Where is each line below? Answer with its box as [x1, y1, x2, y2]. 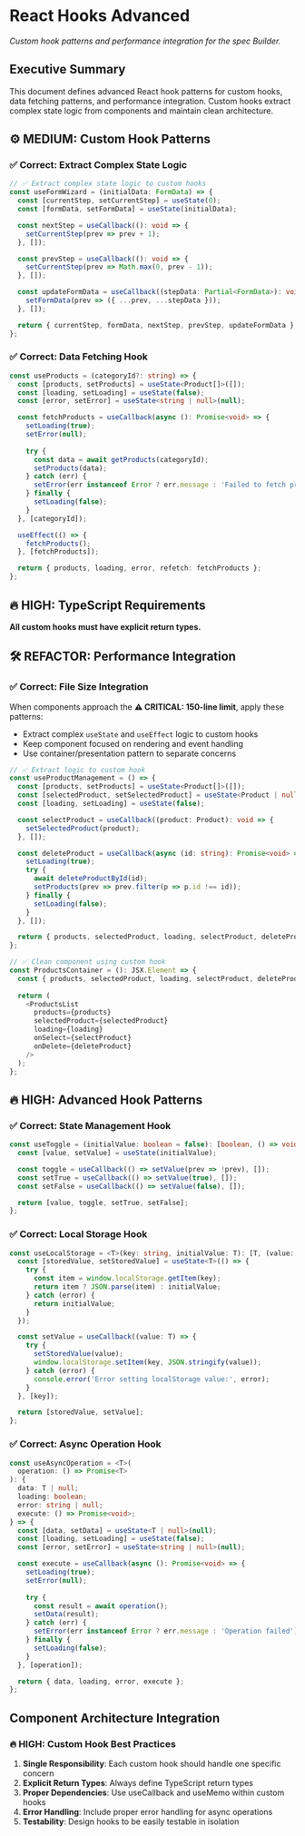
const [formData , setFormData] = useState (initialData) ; [17, 205, 238, 214]
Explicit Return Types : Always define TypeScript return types [22, 1777, 254, 1788]
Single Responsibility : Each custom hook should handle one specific [22, 1758, 281, 1769]
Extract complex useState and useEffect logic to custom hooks [22, 728, 259, 740]
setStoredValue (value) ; [33, 1350, 124, 1359]
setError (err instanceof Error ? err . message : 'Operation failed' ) [33, 1626, 299, 1636]
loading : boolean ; [17, 1492, 88, 1502]
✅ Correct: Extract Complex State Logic [9, 159, 188, 172]
